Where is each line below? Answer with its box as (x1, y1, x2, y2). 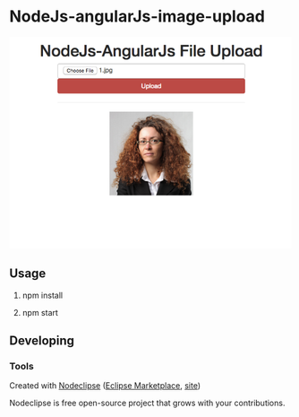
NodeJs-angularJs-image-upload (9, 6, 266, 27)
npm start (21, 307, 58, 317)
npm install (21, 290, 64, 300)
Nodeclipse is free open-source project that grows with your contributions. (9, 397, 286, 409)
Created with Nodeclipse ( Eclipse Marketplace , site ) (9, 380, 201, 391)
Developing (9, 334, 74, 349)
